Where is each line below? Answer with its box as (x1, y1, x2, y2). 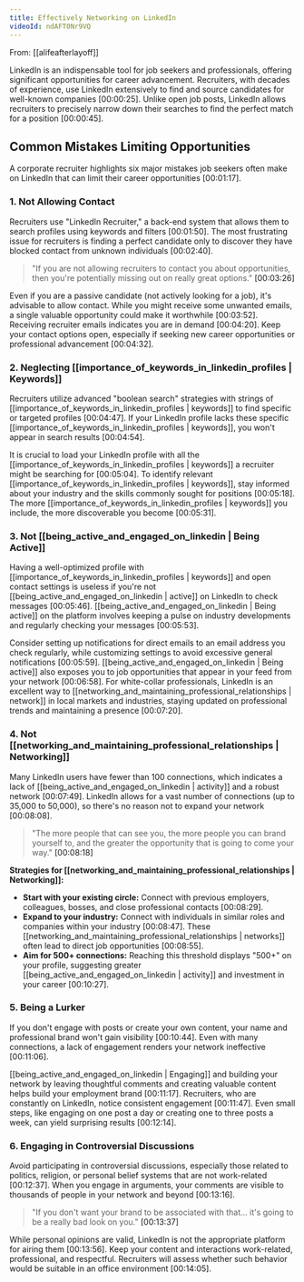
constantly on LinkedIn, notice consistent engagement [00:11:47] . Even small (9, 1097, 296, 1108)
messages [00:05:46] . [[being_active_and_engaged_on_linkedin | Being (9, 601, 277, 612)
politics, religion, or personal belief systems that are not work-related (9, 1170, 268, 1181)
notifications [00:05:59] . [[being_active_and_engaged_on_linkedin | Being (9, 656, 284, 668)
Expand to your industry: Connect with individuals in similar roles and (22, 911, 286, 922)
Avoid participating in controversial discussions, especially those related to (9, 1160, 289, 1171)
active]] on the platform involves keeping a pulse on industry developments (9, 610, 291, 621)
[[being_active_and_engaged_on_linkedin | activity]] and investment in (22, 969, 285, 980)
